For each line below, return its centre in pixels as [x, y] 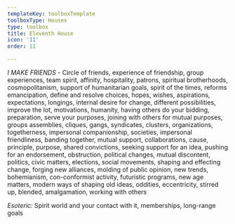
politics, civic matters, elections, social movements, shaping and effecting [114, 162]
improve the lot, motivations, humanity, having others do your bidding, [108, 110]
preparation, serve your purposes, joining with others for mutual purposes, [115, 117]
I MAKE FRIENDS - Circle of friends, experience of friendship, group [106, 72]
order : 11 [22, 46]
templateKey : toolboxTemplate [52, 14]
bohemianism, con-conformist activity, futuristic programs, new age [106, 177]
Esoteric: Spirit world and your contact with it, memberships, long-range [112, 205]
